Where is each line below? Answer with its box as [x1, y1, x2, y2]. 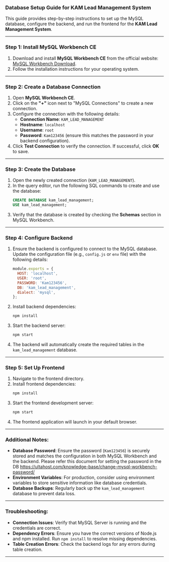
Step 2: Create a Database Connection [5, 83, 101, 90]
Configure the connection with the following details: [12, 111, 120, 117]
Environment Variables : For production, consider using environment [12, 475, 155, 481]
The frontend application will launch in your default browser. [12, 419, 137, 425]
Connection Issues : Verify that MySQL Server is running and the [12, 520, 147, 526]
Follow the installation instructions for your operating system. [12, 66, 139, 72]
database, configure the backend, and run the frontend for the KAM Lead [5, 21, 157, 27]
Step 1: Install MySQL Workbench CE [5, 43, 97, 51]
